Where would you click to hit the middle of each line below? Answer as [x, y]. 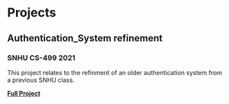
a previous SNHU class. [41, 80]
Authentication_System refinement [85, 38]
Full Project [24, 93]
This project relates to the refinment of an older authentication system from [115, 72]
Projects [32, 13]
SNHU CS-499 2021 [41, 58]
